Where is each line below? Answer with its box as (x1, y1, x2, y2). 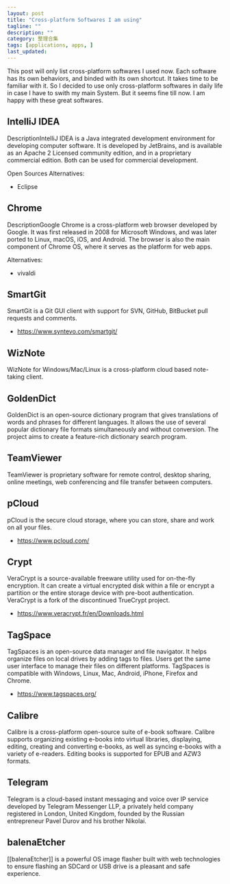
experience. (7, 869, 41, 877)
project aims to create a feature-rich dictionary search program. (7, 432, 188, 440)
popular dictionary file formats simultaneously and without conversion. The (7, 425, 219, 433)
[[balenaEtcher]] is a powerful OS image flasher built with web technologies (7, 855, 221, 863)
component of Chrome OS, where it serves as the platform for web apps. (7, 242, 213, 251)
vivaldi (16, 268, 36, 277)
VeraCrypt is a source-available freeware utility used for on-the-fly (7, 574, 196, 583)
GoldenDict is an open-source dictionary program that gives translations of (7, 410, 219, 418)
